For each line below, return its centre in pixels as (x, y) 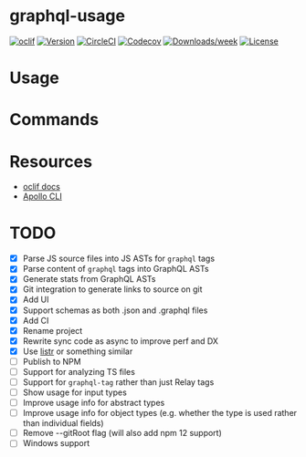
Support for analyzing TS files (79, 371)
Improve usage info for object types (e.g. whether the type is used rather (160, 413)
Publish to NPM (52, 361)
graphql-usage (68, 16)
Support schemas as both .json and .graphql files (115, 310)
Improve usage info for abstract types (94, 403)
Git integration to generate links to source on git (112, 289)
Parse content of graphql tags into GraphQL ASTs (116, 269)
